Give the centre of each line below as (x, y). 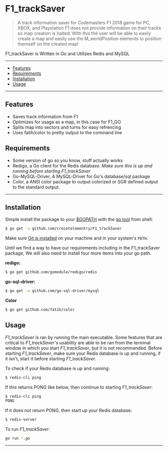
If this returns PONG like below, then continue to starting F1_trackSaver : (79, 387)
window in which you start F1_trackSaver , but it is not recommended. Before (84, 348)
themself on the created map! (48, 44)
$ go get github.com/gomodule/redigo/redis (51, 272)
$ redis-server (21, 420)
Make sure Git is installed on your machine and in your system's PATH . (77, 238)
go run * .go (17, 438)
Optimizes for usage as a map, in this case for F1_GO (66, 122)
